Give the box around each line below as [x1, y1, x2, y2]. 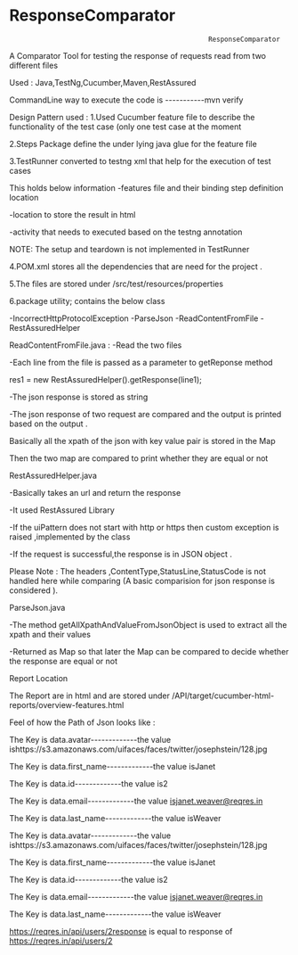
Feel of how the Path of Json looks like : [9, 717, 156, 728]
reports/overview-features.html [9, 699, 125, 710]
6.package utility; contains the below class [9, 295, 165, 306]
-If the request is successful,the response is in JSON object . [9, 548, 233, 559]
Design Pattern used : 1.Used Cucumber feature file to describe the [9, 111, 255, 122]
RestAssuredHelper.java [9, 470, 98, 481]
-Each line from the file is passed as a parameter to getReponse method [9, 357, 273, 367]
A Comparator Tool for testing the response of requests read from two [9, 50, 267, 61]
